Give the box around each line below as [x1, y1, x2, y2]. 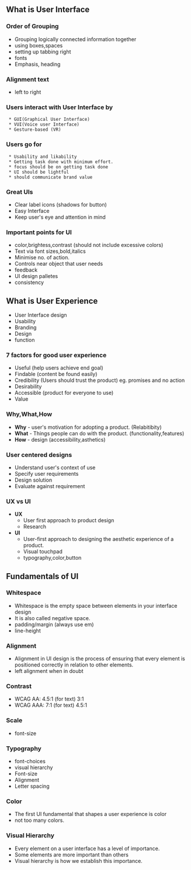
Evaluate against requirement [14, 482, 85, 489]
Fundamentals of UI [6, 571, 79, 581]
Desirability [14, 383, 42, 390]
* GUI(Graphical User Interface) [8, 117, 91, 123]
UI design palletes [14, 273, 58, 280]
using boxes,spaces [14, 42, 63, 49]
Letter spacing [14, 783, 50, 790]
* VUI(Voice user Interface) [8, 121, 80, 128]
